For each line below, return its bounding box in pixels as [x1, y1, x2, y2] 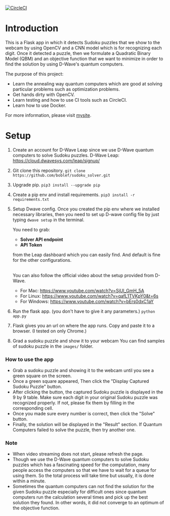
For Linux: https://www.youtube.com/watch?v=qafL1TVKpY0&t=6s [20, 293, 158, 299]
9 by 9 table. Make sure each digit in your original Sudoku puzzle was [12, 394, 158, 401]
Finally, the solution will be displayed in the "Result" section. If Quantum [12, 421, 162, 428]
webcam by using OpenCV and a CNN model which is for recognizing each [5, 45, 162, 51]
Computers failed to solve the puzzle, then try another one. [12, 427, 136, 433]
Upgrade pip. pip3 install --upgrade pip [12, 181, 100, 188]
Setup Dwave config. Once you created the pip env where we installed [12, 206, 160, 212]
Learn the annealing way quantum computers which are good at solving [12, 80, 163, 86]
